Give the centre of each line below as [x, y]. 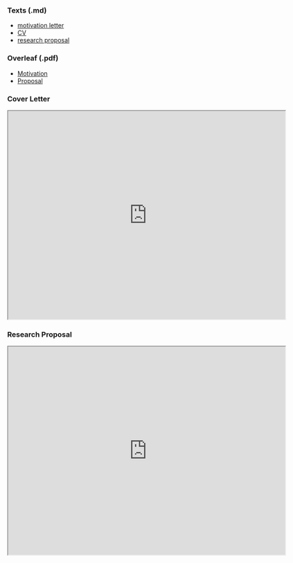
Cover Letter [29, 99]
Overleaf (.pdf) [33, 58]
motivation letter [41, 26]
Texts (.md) [27, 10]
